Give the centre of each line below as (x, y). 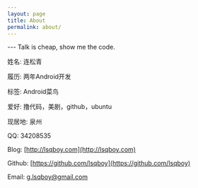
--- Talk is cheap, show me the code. (61, 47)
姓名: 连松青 (25, 61)
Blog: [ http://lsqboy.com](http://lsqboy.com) (72, 150)
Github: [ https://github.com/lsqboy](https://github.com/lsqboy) (99, 163)
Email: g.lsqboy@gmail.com (48, 177)
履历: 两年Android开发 (39, 77)
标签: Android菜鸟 (33, 92)
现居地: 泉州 (25, 122)
